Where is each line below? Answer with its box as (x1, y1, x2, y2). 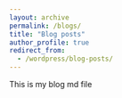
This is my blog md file (9, 79, 93, 89)
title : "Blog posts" (9, 29, 86, 38)
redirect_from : (9, 46, 66, 55)
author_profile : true (9, 37, 90, 47)
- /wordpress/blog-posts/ (17, 54, 114, 63)
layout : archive (9, 12, 69, 22)
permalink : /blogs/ (9, 21, 82, 30)
